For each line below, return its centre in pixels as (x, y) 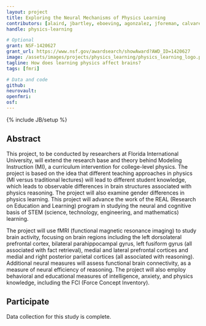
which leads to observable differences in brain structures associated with (99, 186)
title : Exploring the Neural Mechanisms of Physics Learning (86, 18)
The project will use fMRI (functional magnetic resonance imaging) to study (101, 231)
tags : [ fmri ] (23, 69)
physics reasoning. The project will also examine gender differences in (96, 193)
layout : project (27, 12)
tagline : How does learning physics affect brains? (74, 63)
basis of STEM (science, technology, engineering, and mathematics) (93, 212)
